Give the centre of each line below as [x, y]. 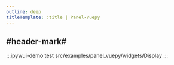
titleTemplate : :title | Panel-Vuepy [53, 17]
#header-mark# [36, 41]
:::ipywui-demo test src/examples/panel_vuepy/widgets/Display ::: [87, 56]
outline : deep [24, 12]
